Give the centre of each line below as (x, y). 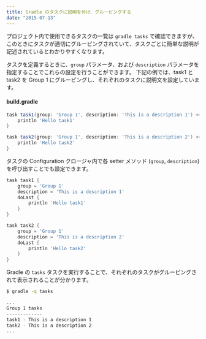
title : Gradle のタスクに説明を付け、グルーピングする (69, 12)
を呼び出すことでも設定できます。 (49, 169)
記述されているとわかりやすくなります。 (57, 51)
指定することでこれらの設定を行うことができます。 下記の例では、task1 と (100, 72)
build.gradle (22, 102)
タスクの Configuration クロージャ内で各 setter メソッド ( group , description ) (103, 161)
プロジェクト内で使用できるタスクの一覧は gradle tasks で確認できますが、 (102, 36)
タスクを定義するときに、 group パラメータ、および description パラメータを (103, 64)
